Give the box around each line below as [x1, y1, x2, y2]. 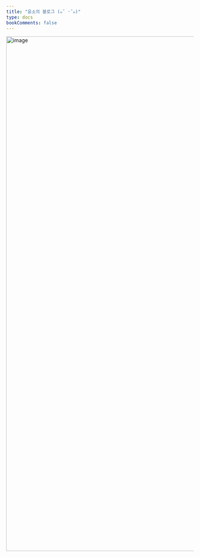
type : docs [6, 14, 33, 20]
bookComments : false [6, 20, 58, 26]
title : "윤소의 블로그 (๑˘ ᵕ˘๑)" [6, 8, 81, 15]
